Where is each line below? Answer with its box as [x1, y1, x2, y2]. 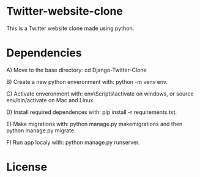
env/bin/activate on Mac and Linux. [6, 96, 95, 104]
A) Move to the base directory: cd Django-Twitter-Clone [6, 66, 147, 73]
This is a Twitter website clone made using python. [6, 24, 135, 32]
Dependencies [6, 46, 82, 60]
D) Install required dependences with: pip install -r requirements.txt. [6, 108, 177, 116]
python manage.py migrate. [6, 127, 76, 134]
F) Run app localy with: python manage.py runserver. [6, 138, 140, 146]
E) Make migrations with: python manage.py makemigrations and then [6, 120, 183, 127]
